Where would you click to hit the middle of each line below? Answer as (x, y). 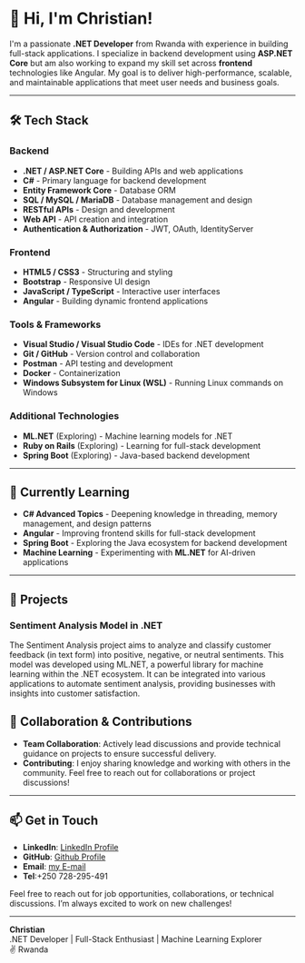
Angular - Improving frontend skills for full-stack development (139, 533)
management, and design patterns (87, 524)
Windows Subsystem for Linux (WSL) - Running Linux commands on (153, 383)
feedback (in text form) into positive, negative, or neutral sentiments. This (147, 655)
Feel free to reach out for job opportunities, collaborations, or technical (142, 893)
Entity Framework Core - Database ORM (99, 190)
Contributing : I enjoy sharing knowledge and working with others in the (156, 763)
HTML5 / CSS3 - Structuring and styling (98, 272)
